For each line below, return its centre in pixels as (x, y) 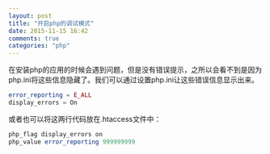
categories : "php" (39, 46)
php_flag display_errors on (56, 134)
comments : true (34, 38)
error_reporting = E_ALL (50, 95)
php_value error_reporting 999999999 (72, 142)
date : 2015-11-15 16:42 (49, 31)
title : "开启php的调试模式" (51, 23)
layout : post (30, 16)
